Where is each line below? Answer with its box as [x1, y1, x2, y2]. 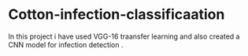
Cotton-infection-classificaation [8, 6, 225, 24]
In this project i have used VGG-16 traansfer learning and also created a [8, 32, 240, 41]
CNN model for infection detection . [8, 39, 124, 49]
